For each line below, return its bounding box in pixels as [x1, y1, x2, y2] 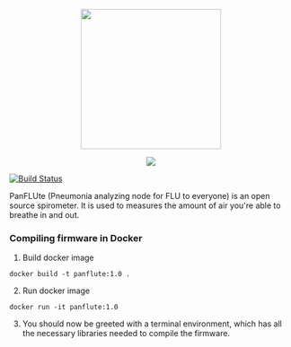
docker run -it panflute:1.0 [9, 303, 119, 312]
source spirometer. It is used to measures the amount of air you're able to [9, 200, 281, 211]
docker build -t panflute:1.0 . [9, 270, 130, 279]
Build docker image [22, 252, 94, 264]
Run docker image [22, 285, 91, 296]
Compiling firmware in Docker [9, 231, 143, 244]
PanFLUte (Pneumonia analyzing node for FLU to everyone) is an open [9, 191, 270, 201]
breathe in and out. [9, 210, 80, 220]
